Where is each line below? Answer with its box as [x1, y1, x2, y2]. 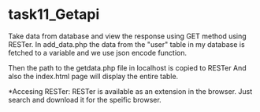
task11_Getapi [8, 5, 100, 23]
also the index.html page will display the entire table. [8, 71, 179, 81]
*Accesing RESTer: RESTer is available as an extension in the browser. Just [8, 86, 253, 96]
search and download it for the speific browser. [8, 95, 162, 104]
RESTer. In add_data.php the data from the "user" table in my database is [8, 39, 246, 49]
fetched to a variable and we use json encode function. [8, 48, 188, 57]
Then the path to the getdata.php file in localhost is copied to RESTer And [8, 63, 247, 72]
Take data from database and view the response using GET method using [8, 31, 247, 41]
